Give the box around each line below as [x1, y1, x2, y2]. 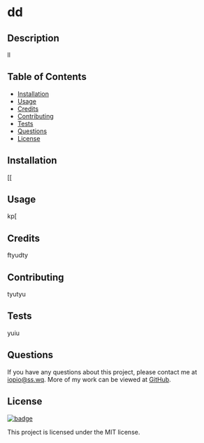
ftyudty [7, 251, 29, 259]
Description [7, 32, 59, 44]
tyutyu [7, 290, 26, 299]
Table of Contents [7, 71, 87, 83]
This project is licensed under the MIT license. [7, 428, 140, 436]
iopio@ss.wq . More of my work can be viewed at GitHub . [7, 375, 171, 383]
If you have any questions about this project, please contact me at [7, 367, 198, 376]
